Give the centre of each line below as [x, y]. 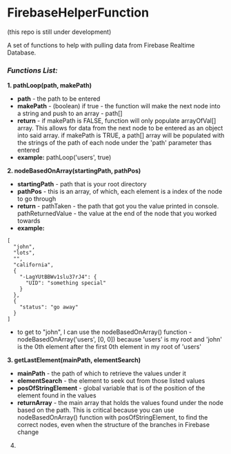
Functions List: [33, 70]
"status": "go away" [49, 307]
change [28, 432]
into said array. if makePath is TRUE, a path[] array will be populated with [121, 135]
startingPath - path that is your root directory [82, 184]
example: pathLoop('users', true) [64, 157]
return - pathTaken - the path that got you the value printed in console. [118, 206]
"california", [33, 265]
